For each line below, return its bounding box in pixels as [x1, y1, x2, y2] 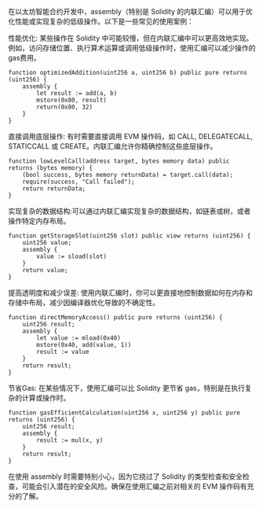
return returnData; [22, 185, 86, 193]
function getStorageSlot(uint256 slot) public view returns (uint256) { [8, 232, 251, 240]
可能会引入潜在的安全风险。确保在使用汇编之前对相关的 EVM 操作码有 [21, 482, 247, 491]
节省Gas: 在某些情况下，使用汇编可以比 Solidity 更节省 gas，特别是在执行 [8, 384, 246, 392]
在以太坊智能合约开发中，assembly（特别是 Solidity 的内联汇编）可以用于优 [8, 7, 253, 16]
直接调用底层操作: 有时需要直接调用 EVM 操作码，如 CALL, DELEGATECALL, [8, 132, 254, 141]
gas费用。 [8, 53, 41, 62]
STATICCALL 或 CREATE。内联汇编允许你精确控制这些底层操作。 [8, 142, 217, 151]
